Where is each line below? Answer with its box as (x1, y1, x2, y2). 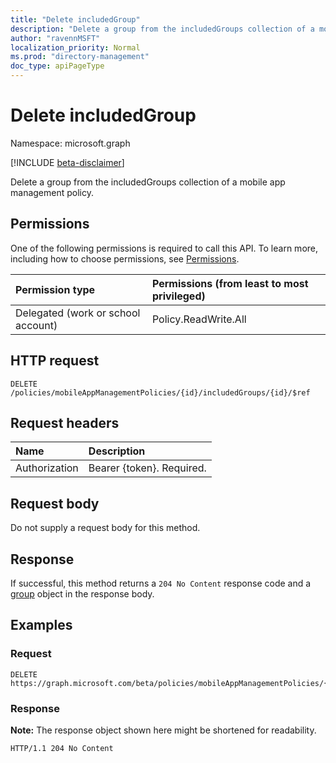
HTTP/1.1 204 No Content (10, 743, 114, 753)
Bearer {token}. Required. (88, 461, 207, 475)
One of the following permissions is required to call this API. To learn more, (10, 242, 319, 254)
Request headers (10, 414, 120, 431)
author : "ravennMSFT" (10, 33, 101, 43)
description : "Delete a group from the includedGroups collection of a (10, 24, 315, 34)
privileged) (151, 289, 206, 303)
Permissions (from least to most (151, 276, 309, 290)
